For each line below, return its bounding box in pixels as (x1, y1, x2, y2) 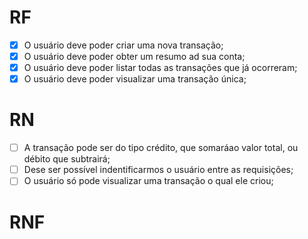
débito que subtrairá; (23, 153, 111, 165)
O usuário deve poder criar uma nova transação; (23, 39, 224, 51)
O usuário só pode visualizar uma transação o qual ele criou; (23, 175, 274, 187)
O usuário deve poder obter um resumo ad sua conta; (23, 51, 246, 62)
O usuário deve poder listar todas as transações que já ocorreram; (23, 62, 298, 74)
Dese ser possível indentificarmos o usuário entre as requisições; (23, 164, 294, 176)
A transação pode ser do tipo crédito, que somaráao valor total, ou (23, 142, 299, 154)
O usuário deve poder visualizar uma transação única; (23, 73, 247, 85)
